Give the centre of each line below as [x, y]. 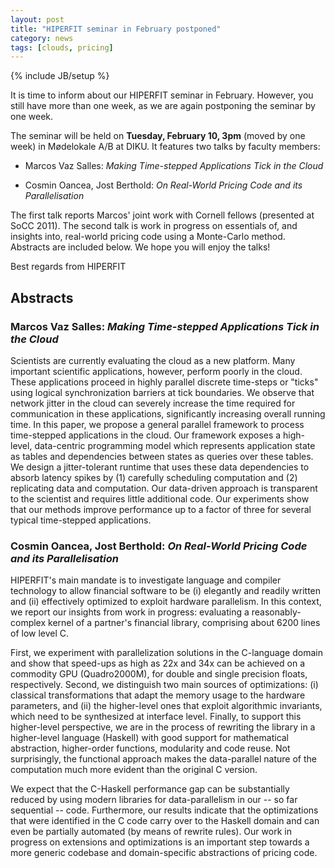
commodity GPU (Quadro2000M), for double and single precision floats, [159, 674]
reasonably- [276, 612]
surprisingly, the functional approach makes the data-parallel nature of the [163, 759]
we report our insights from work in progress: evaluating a [130, 612]
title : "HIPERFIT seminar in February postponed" [116, 29]
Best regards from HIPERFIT [68, 267]
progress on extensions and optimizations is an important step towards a [160, 842]
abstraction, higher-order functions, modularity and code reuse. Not [150, 748]
